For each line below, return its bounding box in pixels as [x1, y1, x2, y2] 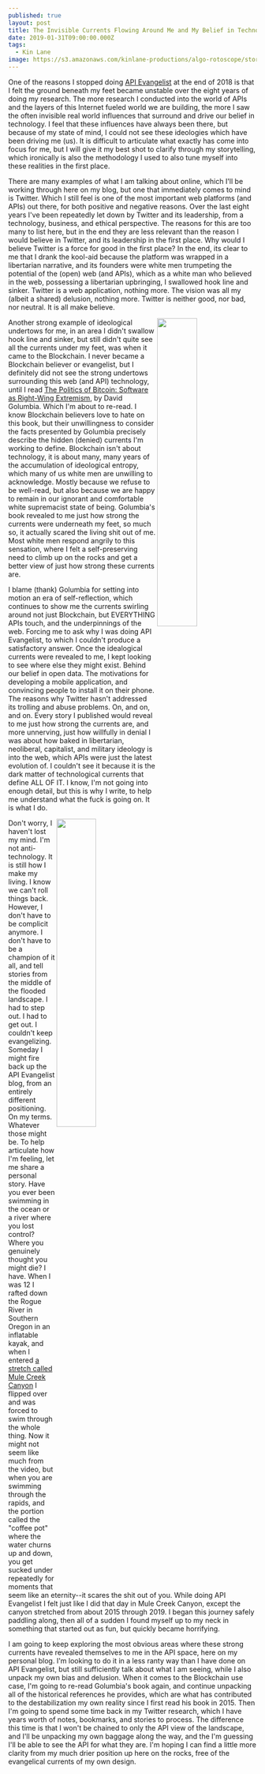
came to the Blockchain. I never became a [8, 351, 144, 360]
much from [8, 1456, 44, 1465]
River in [8, 1305, 33, 1314]
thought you [8, 1254, 48, 1264]
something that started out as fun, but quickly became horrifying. [8, 1624, 221, 1633]
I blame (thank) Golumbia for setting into [8, 584, 140, 594]
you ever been [8, 1187, 55, 1197]
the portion [8, 1506, 45, 1516]
